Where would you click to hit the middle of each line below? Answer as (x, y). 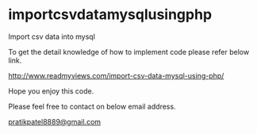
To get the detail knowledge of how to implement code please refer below (129, 52)
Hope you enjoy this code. (51, 91)
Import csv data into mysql (52, 36)
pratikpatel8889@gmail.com (55, 121)
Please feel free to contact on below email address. (92, 106)
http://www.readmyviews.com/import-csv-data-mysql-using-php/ (116, 75)
